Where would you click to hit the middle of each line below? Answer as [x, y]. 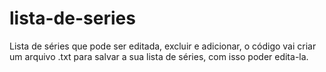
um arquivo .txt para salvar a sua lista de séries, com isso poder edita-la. [159, 56]
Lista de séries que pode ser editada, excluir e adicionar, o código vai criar [163, 46]
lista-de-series [72, 18]
